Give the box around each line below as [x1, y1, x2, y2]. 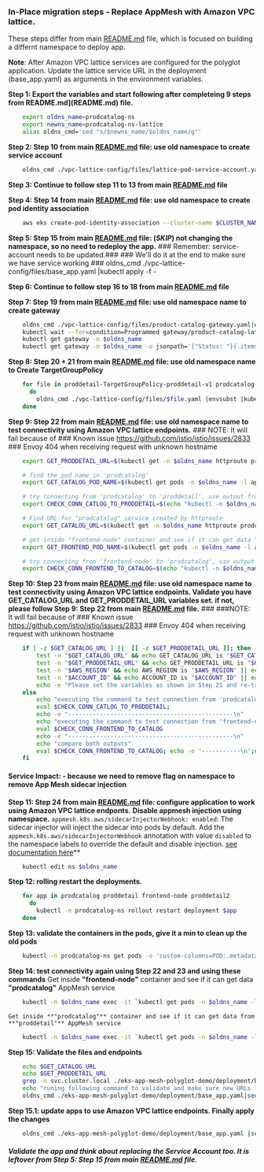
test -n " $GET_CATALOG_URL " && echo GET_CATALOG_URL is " [36, 652, 230, 660]
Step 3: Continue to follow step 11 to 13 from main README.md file [8, 180, 228, 189]
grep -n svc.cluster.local [22, 1077, 111, 1085]
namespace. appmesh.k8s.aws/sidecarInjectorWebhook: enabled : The [8, 814, 234, 823]
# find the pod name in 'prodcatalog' [22, 471, 149, 479]
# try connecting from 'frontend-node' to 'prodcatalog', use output [22, 558, 255, 566]
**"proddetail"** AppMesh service [8, 1019, 122, 1027]
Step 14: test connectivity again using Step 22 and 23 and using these [8, 966, 241, 975]
